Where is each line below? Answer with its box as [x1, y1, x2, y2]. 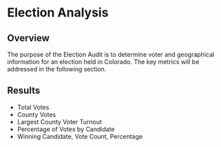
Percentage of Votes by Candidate [17, 125, 115, 133]
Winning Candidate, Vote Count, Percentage [17, 132, 143, 140]
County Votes [17, 110, 56, 118]
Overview [7, 32, 50, 44]
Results [7, 84, 41, 97]
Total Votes [17, 103, 50, 111]
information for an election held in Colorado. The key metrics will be [7, 58, 200, 66]
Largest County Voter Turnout [17, 117, 102, 126]
